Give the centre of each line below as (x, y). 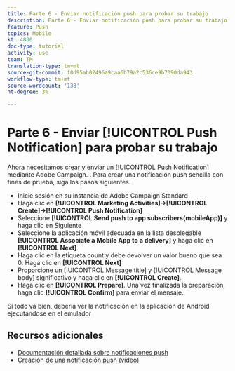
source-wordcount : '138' (43, 86)
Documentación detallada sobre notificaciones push (93, 352)
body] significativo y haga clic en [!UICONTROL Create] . (99, 278)
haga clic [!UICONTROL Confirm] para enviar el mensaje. (100, 292)
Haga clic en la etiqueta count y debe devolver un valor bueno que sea (120, 255)
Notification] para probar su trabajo (113, 148)
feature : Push (28, 27)
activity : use (28, 53)
